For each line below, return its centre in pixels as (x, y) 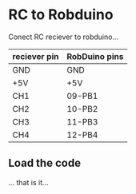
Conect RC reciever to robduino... (63, 37)
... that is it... (29, 182)
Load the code (45, 163)
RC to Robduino (61, 15)
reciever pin (36, 56)
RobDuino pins (95, 56)
